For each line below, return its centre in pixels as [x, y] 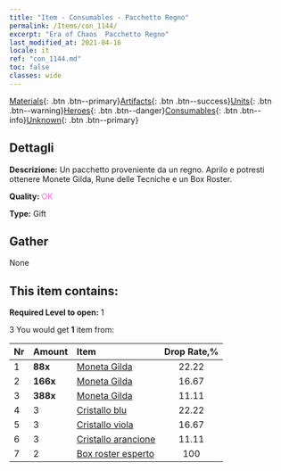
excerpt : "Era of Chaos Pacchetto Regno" [89, 34]
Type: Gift [28, 213]
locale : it [29, 51]
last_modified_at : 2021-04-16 [66, 42]
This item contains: [64, 291]
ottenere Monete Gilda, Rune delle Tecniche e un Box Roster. [121, 178]
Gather [29, 241]
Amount [50, 351]
